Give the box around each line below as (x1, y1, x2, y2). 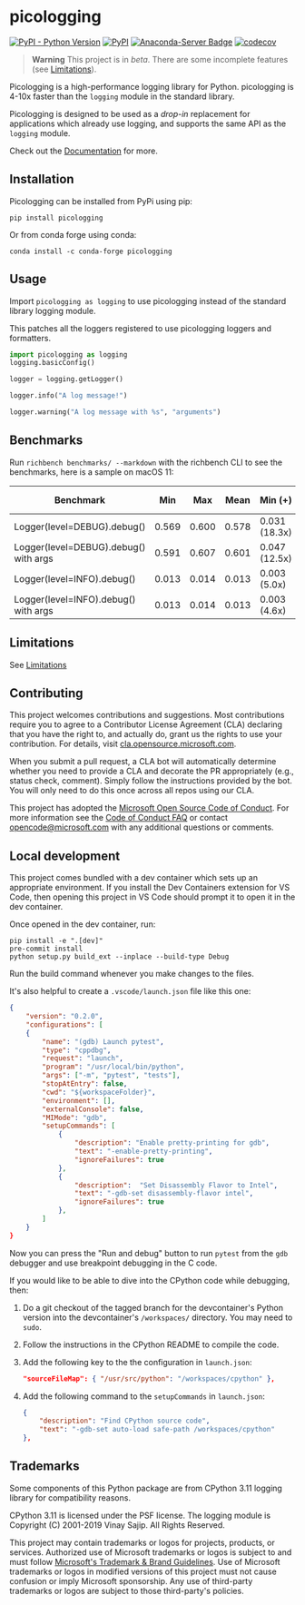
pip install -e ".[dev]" (9, 937, 103, 946)
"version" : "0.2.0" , (25, 1012, 103, 1021)
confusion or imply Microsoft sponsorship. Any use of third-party (9, 1575, 253, 1586)
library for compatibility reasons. (9, 1492, 132, 1503)
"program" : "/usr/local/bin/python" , (42, 1062, 184, 1072)
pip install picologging (9, 213, 103, 222)
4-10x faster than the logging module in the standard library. (9, 91, 235, 102)
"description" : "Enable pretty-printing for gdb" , (74, 1138, 271, 1147)
